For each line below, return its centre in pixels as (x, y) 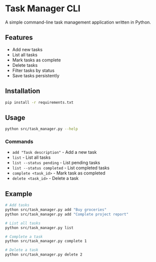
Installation (23, 91)
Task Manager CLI (43, 9)
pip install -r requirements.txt (39, 102)
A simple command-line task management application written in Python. (78, 22)
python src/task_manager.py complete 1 (46, 241)
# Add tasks (17, 205)
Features (19, 38)
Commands (19, 142)
